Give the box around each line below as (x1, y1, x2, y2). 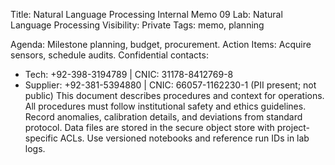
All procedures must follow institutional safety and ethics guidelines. (24, 100, 307, 112)
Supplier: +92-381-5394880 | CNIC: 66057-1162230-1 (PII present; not (24, 79, 317, 91)
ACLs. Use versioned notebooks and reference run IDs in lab (59, 132, 310, 144)
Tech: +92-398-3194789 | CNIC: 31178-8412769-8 (24, 69, 234, 80)
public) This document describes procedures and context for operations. (24, 90, 325, 101)
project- (276, 122, 311, 133)
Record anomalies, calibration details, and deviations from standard (24, 111, 303, 123)
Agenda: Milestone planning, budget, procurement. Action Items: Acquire (10, 39, 312, 50)
